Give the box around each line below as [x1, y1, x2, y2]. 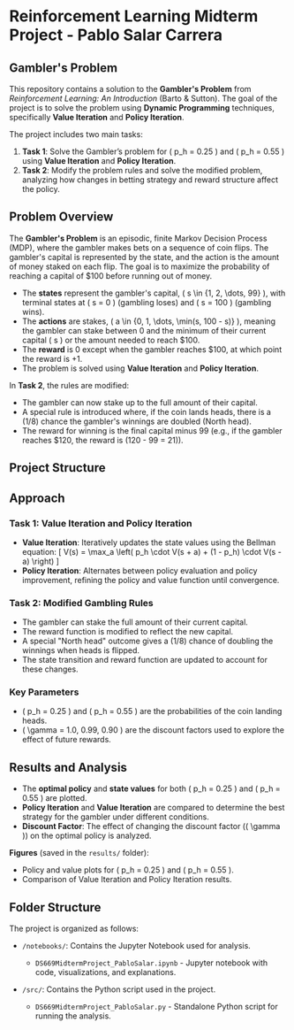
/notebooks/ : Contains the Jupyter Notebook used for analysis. [21, 941, 252, 951]
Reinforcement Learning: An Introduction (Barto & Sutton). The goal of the [9, 93, 278, 104]
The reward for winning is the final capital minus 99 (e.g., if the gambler [21, 425, 283, 435]
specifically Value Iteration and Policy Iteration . [9, 112, 185, 122]
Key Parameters [9, 686, 79, 698]
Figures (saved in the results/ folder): [9, 848, 149, 858]
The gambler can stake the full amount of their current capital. [21, 617, 249, 627]
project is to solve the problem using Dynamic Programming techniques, [9, 103, 275, 112]
